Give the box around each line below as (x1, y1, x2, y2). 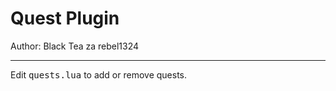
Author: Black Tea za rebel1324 (10, 40, 140, 52)
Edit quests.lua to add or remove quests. (10, 68, 188, 81)
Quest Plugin (10, 7, 120, 30)
